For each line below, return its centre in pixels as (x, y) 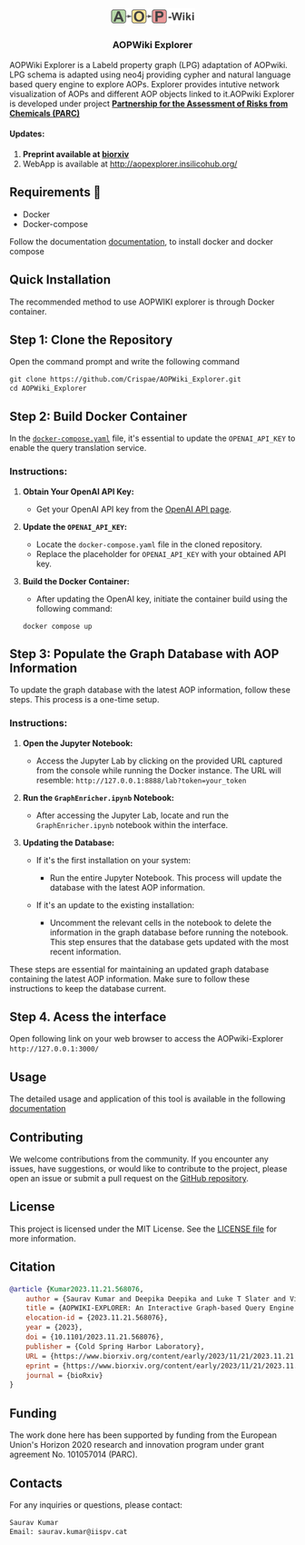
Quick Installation (60, 280)
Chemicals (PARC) (44, 113)
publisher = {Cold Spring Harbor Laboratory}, (115, 1346)
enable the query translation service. (78, 448)
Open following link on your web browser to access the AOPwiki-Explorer (147, 1039)
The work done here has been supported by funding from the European (143, 1435)
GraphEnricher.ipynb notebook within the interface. (132, 824)
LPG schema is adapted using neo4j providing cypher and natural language (150, 75)
